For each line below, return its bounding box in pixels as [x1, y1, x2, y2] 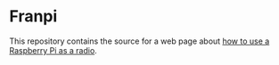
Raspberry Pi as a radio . [9, 45, 98, 55]
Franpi [9, 6, 58, 27]
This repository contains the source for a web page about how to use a [9, 36, 270, 46]
